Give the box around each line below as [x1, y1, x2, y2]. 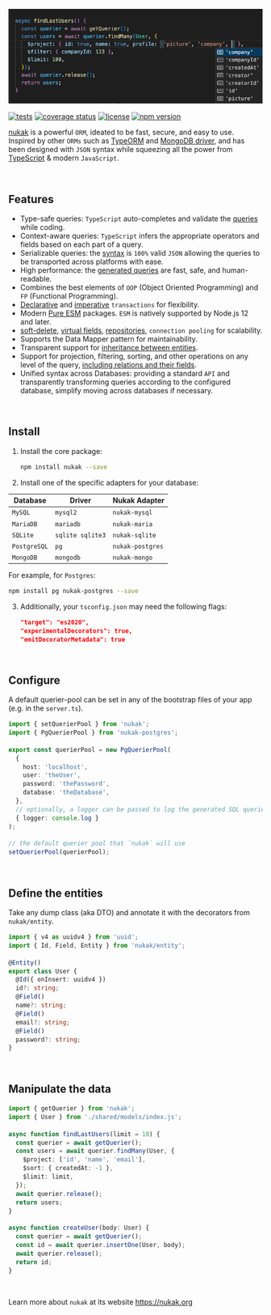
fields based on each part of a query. [19, 240, 144, 249]
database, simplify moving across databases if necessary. [19, 385, 214, 395]
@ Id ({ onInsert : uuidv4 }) [15, 976, 106, 984]
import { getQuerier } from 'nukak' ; [8, 1105, 135, 1113]
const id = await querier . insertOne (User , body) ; [15, 1241, 186, 1249]
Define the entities [8, 886, 103, 900]
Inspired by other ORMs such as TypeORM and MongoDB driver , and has [8, 136, 245, 146]
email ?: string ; [15, 1018, 70, 1026]
